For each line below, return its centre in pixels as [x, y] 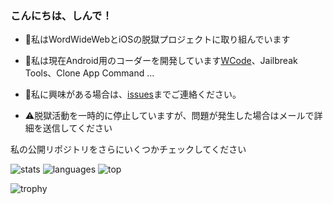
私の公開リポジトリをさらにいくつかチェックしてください [128, 149]
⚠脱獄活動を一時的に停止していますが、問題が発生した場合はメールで [169, 116]
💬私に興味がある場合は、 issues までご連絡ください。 [133, 94]
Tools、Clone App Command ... [89, 73]
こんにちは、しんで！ [61, 15]
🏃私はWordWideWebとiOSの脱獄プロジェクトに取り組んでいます [157, 39]
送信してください [77, 128]
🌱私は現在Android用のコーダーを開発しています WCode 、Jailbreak [161, 61]
